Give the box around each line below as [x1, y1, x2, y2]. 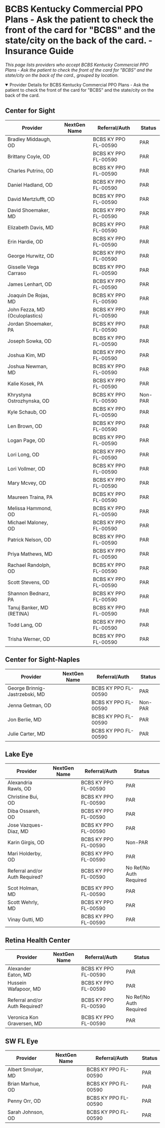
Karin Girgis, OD [7, 839, 45, 846]
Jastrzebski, [7, 691, 36, 698]
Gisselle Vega [7, 263, 39, 270]
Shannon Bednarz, [7, 590, 51, 597]
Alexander [7, 965, 31, 972]
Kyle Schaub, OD [7, 408, 47, 415]
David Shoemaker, [7, 206, 50, 213]
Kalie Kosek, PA [7, 380, 44, 387]
